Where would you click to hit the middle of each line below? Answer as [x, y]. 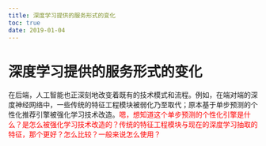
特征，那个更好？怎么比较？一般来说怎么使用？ [84, 134]
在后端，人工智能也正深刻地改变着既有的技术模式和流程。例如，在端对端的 [129, 95]
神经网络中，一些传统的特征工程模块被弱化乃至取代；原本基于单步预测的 [133, 105]
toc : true [25, 23]
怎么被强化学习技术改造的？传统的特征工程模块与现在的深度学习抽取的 [143, 125]
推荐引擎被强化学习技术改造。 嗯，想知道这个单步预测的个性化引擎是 [133, 114]
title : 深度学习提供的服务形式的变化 [62, 15]
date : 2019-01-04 [37, 30]
